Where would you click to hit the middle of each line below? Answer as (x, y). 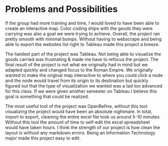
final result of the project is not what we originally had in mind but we (76, 64)
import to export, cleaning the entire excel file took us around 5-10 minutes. (83, 116)
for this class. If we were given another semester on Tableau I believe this (81, 91)
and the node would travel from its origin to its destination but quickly (77, 80)
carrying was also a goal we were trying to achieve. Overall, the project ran (83, 33)
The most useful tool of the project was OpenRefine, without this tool (76, 106)
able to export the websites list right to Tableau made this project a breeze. (82, 44)
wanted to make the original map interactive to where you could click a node (84, 75)
